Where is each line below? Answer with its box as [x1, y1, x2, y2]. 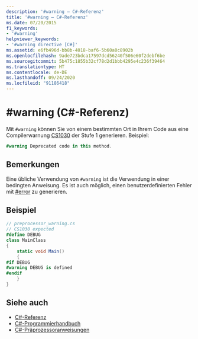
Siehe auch [6, 298, 48, 308]
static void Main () [17, 248, 65, 254]
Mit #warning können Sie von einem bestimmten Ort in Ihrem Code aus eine [6, 125, 189, 132]
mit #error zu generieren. [6, 188, 67, 195]
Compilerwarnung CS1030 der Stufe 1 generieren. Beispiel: [6, 132, 150, 139]
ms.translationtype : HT [6, 63, 65, 70]
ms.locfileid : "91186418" [6, 81, 70, 87]
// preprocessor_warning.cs [6, 220, 76, 227]
